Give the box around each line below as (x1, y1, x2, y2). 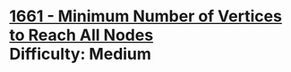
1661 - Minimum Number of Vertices (9, 6, 282, 27)
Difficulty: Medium (9, 44, 152, 64)
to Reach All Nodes (9, 25, 154, 45)
